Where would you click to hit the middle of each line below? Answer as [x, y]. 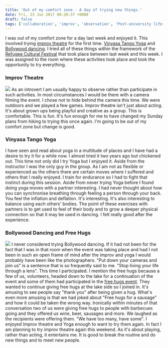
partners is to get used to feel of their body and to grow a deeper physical [81, 209]
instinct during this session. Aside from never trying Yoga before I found [79, 182]
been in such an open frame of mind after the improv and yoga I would [78, 255]
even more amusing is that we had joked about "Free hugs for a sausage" [81, 298]
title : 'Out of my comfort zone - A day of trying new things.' [74, 10]
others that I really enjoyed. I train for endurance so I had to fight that [76, 177]
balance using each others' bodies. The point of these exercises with [76, 204]
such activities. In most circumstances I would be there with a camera [77, 95]
